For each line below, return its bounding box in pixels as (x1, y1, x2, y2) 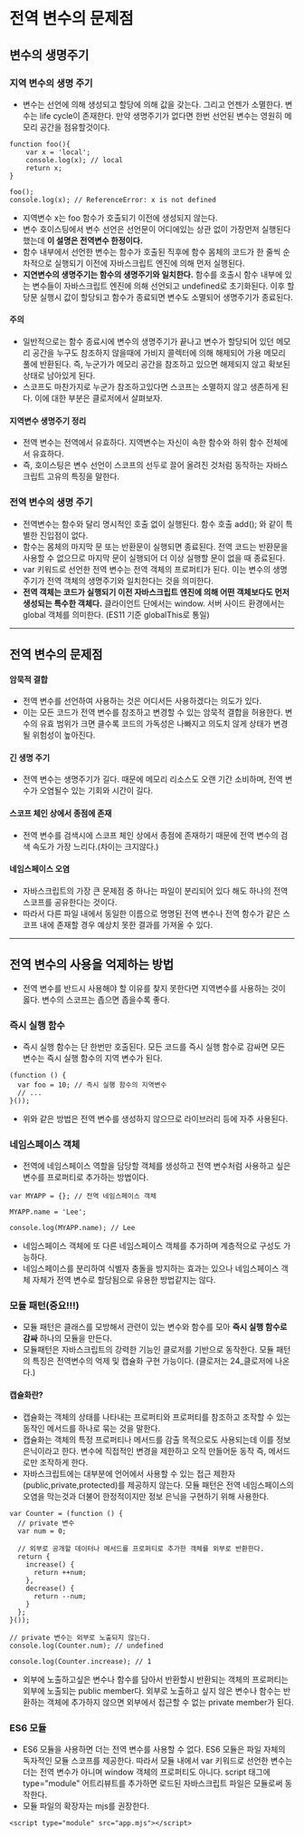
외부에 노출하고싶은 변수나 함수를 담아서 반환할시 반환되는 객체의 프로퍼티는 (22, 1674, 290, 1685)
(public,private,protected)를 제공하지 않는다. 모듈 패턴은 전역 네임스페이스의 (22, 1480, 294, 1490)
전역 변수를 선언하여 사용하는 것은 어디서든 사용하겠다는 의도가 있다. (22, 696, 262, 707)
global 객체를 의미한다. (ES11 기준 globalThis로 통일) (22, 609, 210, 620)
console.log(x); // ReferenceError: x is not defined (9, 195, 217, 204)
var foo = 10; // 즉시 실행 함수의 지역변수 (17, 1080, 167, 1089)
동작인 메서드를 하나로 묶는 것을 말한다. (22, 1422, 161, 1433)
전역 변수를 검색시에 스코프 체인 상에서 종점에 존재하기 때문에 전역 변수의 (22, 829, 279, 840)
